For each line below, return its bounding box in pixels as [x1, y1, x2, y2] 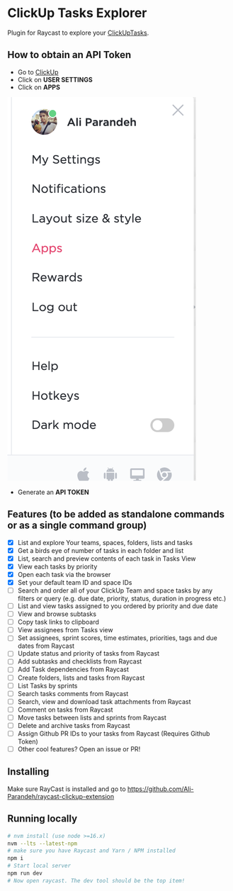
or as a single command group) [7, 520, 147, 532]
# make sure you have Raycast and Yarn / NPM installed [7, 847, 176, 855]
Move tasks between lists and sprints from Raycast [17, 713, 166, 722]
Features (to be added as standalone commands [7, 508, 225, 520]
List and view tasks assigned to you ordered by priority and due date [17, 602, 218, 610]
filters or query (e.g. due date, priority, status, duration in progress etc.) [17, 594, 227, 603]
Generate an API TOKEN [17, 488, 90, 496]
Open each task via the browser [17, 570, 111, 578]
